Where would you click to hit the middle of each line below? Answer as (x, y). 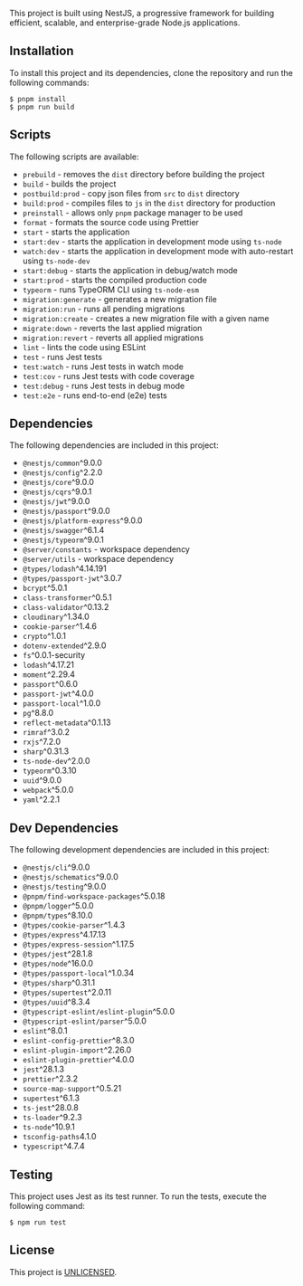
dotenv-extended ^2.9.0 (64, 645)
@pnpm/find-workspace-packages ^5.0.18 (94, 896)
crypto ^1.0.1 (44, 636)
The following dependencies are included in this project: (114, 445)
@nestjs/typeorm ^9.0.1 (63, 540)
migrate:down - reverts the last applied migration (112, 328)
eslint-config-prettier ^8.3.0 (78, 1041)
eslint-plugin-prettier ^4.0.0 (78, 1060)
